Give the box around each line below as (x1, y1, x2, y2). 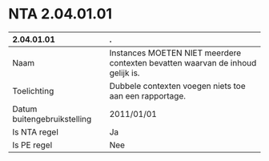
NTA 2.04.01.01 (8, 5, 113, 23)
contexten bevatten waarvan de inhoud (109, 57, 257, 68)
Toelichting (12, 85, 54, 96)
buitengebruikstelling (12, 113, 92, 124)
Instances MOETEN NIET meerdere (109, 47, 242, 58)
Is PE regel (12, 139, 53, 151)
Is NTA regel (12, 126, 58, 137)
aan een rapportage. (109, 90, 187, 101)
